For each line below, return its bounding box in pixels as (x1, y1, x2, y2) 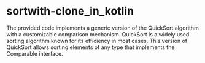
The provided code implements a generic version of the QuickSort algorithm (6, 24, 199, 31)
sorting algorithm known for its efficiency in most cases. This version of (6, 37, 188, 44)
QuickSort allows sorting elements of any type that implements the (6, 44, 175, 51)
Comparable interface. (6, 50, 63, 57)
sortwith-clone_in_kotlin (6, 4, 134, 18)
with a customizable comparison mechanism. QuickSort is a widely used (6, 30, 190, 38)
